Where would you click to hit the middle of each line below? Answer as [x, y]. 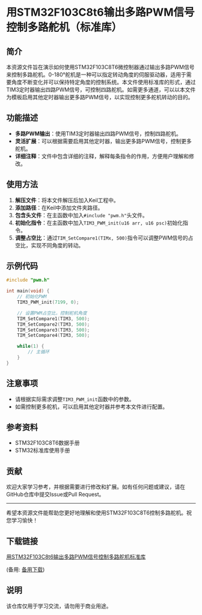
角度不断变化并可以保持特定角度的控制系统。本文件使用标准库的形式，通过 [103, 82]
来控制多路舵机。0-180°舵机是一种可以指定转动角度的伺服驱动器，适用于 [96, 75]
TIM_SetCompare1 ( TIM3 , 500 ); [54, 319]
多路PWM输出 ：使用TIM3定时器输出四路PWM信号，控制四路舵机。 [98, 134]
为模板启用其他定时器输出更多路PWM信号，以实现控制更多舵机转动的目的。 [100, 97]
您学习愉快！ [22, 521]
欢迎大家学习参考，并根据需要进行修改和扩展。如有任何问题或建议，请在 [96, 487]
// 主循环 [39, 352]
